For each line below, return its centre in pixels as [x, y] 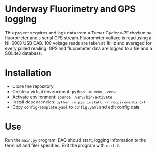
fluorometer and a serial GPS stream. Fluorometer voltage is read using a [78, 38]
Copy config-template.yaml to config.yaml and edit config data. [77, 107]
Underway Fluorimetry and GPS [70, 9]
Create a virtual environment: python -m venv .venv [64, 91]
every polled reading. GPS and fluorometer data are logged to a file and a [78, 48]
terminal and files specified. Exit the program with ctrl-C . [63, 145]
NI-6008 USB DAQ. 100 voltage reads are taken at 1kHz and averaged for [78, 43]
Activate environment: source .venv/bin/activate [62, 97]
